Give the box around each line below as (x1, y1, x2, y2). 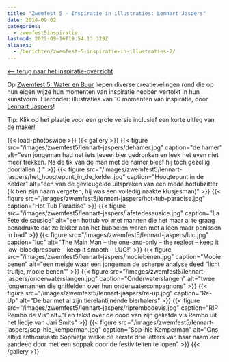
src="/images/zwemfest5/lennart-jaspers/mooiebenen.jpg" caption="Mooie (7, 252, 221, 261)
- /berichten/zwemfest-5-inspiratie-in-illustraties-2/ (13, 49, 176, 56)
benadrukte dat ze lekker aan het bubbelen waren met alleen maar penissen (7, 224, 221, 232)
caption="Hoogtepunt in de (126, 172, 204, 180)
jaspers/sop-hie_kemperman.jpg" (7, 325, 102, 333)
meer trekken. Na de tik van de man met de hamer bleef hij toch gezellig (7, 158, 211, 166)
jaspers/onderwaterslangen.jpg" (7, 274, 98, 282)
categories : (7, 23, 41, 29)
